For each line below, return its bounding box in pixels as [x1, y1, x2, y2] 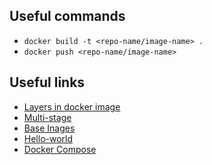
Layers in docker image [23, 100, 121, 113]
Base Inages [23, 122, 76, 134]
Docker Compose [23, 143, 97, 155]
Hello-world [23, 132, 74, 144]
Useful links [9, 74, 86, 91]
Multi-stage [23, 111, 72, 123]
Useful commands [9, 8, 126, 25]
